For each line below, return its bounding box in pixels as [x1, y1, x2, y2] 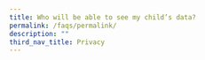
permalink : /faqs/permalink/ [9, 21, 117, 30]
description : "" [9, 29, 69, 38]
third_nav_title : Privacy [9, 37, 105, 47]
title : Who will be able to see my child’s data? [9, 12, 197, 22]
